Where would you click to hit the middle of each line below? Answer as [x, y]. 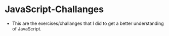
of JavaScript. [27, 28]
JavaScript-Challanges [54, 9]
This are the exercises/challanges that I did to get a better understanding [88, 23]
